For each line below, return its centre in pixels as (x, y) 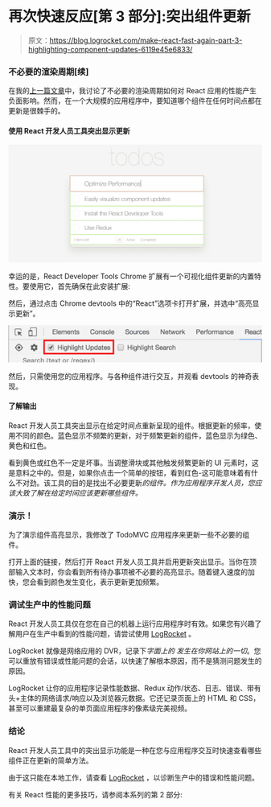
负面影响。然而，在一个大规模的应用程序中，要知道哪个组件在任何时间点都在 (135, 101)
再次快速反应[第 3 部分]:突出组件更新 (129, 16)
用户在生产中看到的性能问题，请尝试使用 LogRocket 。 (105, 634)
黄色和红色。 (29, 445)
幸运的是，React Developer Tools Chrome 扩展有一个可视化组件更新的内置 (131, 276)
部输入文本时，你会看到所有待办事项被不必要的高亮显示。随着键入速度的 (128, 572)
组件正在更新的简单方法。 (51, 760)
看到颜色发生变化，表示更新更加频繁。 (99, 582)
